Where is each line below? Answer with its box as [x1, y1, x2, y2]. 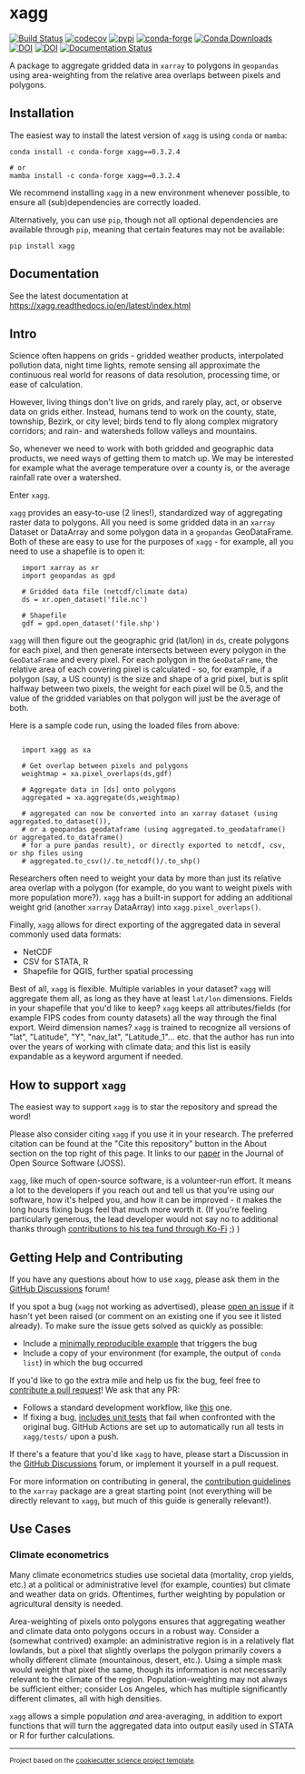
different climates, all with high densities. [9, 1692, 162, 1704]
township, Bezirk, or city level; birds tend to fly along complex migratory [9, 416, 279, 427]
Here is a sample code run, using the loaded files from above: [9, 720, 241, 731]
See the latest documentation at [9, 290, 129, 301]
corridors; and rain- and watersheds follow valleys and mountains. [9, 426, 258, 437]
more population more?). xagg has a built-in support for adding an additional [9, 892, 293, 903]
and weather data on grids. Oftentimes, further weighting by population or [9, 1588, 286, 1600]
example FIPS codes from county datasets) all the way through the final [9, 1012, 277, 1023]
